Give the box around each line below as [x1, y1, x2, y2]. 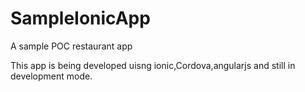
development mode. [10, 70, 93, 82]
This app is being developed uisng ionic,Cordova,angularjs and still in [10, 59, 296, 71]
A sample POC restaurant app [10, 40, 133, 52]
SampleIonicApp [10, 7, 151, 30]
